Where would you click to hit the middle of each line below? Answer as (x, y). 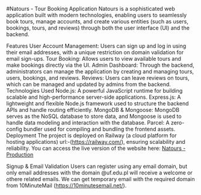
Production (20, 155)
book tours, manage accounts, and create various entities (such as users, (97, 21)
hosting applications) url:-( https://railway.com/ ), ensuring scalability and (96, 142)
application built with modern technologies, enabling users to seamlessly (97, 15)
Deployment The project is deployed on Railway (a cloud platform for (91, 135)
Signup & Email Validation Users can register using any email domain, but (97, 166)
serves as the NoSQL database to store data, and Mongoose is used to (94, 116)
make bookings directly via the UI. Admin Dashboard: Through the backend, (100, 65)
